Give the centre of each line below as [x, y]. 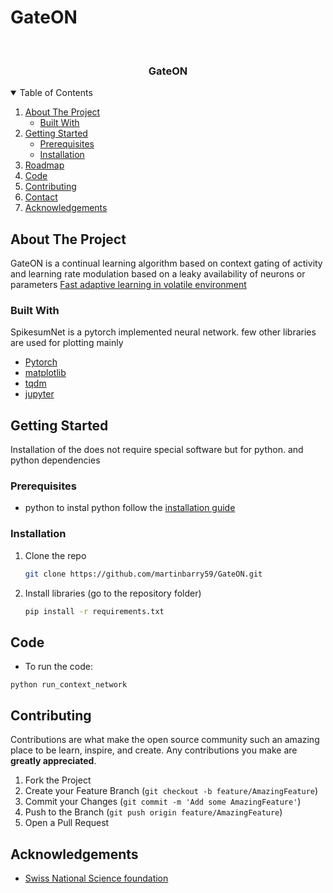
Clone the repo [55, 555]
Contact [41, 197]
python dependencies [55, 460]
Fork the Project [58, 780]
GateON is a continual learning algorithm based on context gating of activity [166, 263]
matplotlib [45, 373]
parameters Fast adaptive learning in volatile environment [128, 285]
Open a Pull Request [67, 823]
